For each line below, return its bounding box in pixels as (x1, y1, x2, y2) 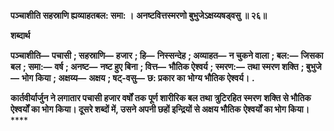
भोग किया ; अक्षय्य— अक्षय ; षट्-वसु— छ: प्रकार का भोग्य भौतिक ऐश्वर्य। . (21, 72, 255, 84)
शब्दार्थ (10, 30, 31, 41)
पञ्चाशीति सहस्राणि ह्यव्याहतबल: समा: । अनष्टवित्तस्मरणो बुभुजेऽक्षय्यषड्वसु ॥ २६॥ (10, 10, 268, 21)
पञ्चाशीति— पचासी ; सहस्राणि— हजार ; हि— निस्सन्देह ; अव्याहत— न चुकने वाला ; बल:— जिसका (10, 50, 324, 61)
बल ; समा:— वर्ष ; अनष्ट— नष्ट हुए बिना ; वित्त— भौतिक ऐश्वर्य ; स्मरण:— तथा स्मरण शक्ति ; (10, 61, 305, 72)
